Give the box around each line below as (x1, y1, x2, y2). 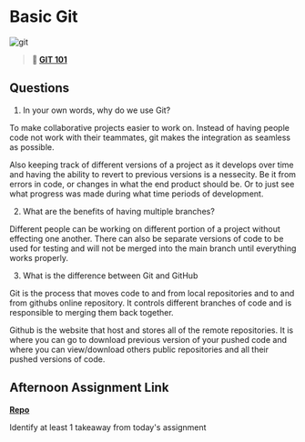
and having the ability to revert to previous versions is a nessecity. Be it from (9, 168, 297, 179)
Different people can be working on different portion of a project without (9, 223, 280, 234)
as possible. (9, 141, 55, 152)
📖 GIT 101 (31, 54, 67, 65)
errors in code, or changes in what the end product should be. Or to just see (9, 178, 295, 189)
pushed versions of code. (9, 353, 106, 365)
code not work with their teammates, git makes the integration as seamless (9, 132, 291, 143)
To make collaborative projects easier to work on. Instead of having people (9, 122, 290, 133)
